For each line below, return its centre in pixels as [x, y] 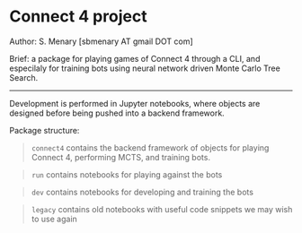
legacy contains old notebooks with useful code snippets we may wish [162, 209]
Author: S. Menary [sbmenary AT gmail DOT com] [101, 41]
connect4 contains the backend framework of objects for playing [150, 147]
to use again [54, 219]
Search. [24, 77]
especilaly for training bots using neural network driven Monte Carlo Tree [145, 68]
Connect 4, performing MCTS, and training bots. [121, 157]
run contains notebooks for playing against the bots [127, 174]
